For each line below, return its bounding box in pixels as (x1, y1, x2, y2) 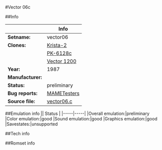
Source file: (7, 98, 36, 105)
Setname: (7, 34, 31, 40)
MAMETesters (46, 90, 80, 97)
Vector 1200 (46, 58, 77, 65)
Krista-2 (46, 42, 67, 48)
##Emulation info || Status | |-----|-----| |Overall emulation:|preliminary (5, 111, 150, 116)
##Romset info (5, 140, 36, 146)
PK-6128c (46, 50, 72, 56)
